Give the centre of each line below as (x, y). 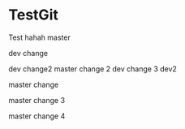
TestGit (33, 15)
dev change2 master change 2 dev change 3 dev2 (92, 69)
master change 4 (37, 116)
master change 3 (37, 100)
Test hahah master (39, 37)
